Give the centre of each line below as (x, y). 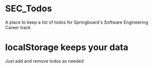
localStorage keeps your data (67, 48)
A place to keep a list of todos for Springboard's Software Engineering (77, 22)
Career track (18, 27)
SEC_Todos (28, 9)
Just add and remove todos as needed (45, 61)
